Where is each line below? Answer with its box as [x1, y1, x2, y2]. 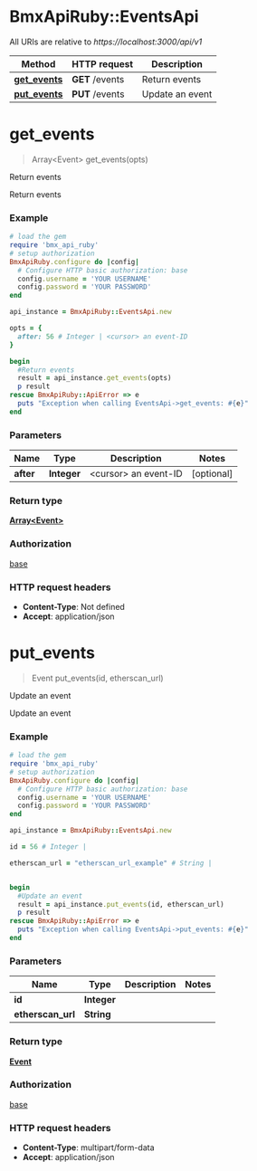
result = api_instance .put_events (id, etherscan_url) [17, 900, 224, 909]
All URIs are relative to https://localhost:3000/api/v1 [9, 36, 203, 47]
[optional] [191, 468, 233, 481]
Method [21, 57, 56, 70]
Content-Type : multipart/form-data [22, 1142, 156, 1153]
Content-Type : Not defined [22, 601, 125, 612]
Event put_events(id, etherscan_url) [31, 672, 165, 683]
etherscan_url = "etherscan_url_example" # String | [9, 858, 213, 868]
